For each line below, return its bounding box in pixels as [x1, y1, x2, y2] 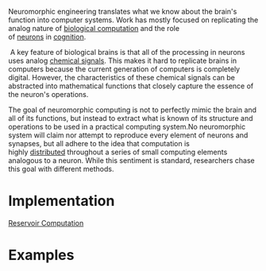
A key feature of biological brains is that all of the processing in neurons [10, 48, 245, 56]
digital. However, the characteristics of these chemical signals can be [8, 73, 236, 82]
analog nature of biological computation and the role [8, 24, 180, 33]
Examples [8, 246, 75, 265]
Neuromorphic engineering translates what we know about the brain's [8, 7, 237, 16]
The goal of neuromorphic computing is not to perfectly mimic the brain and [8, 105, 256, 114]
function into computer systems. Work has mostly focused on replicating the [8, 15, 259, 25]
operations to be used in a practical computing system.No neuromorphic [8, 122, 246, 131]
